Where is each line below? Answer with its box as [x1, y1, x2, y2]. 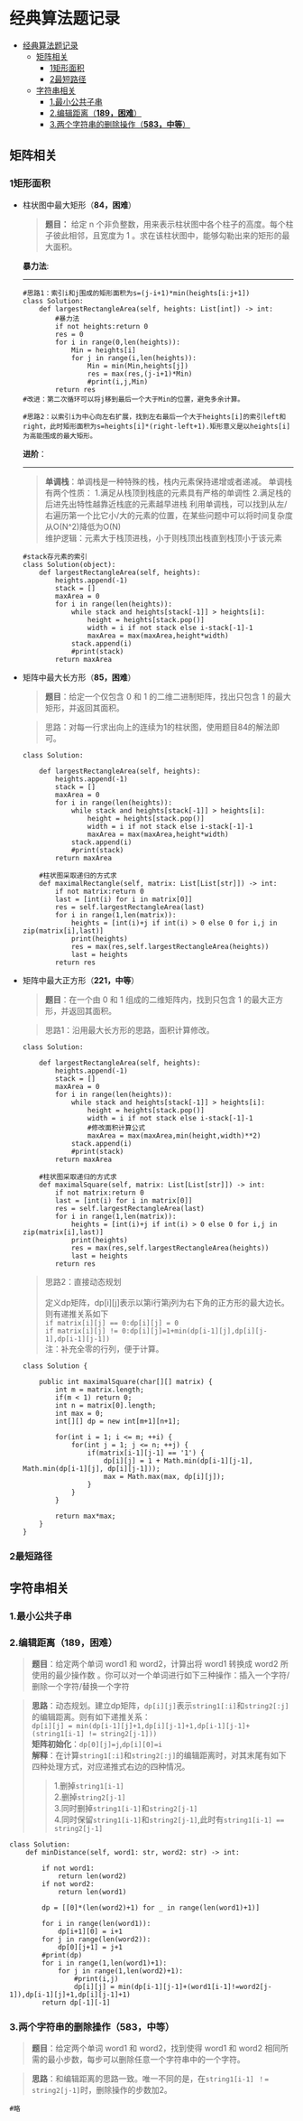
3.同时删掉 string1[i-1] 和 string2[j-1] [53, 1803, 198, 1814]
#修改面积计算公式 [87, 1123, 146, 1132]
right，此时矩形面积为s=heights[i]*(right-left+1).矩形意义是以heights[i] [22, 422, 291, 431]
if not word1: [41, 1864, 95, 1874]
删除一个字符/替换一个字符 [31, 1681, 130, 1692]
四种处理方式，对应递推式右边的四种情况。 [31, 1762, 190, 1772]
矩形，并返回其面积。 [44, 702, 124, 713]
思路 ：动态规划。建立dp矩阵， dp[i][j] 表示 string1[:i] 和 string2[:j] [31, 1700, 289, 1711]
